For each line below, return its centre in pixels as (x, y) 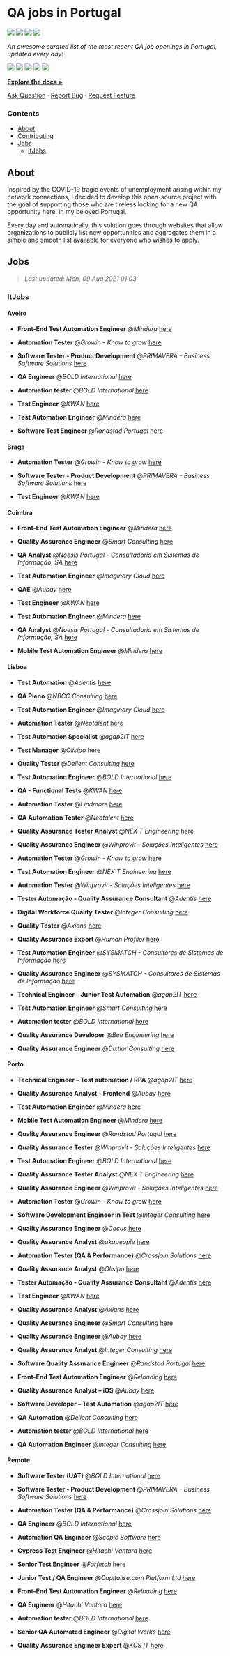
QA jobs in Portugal (64, 13)
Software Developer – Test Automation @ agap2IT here (98, 1404)
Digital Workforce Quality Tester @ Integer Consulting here (102, 912)
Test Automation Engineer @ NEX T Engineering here (94, 871)
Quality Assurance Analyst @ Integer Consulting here (95, 1349)
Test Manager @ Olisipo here (59, 750)
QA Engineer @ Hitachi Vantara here (69, 1605)
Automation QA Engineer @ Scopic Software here (89, 1537)
